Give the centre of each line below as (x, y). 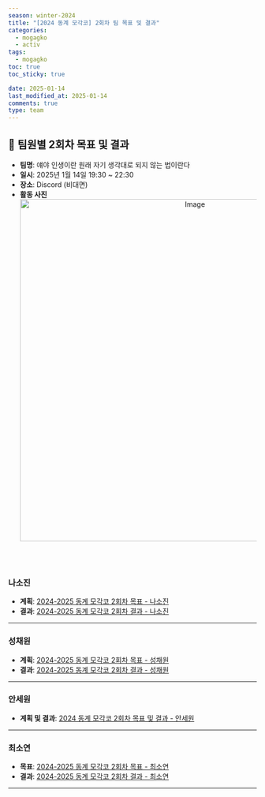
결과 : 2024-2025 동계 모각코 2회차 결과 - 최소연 (94, 776)
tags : (17, 52)
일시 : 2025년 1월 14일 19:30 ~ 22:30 (77, 174)
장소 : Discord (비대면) (54, 184)
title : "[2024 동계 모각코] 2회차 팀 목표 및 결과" (84, 23)
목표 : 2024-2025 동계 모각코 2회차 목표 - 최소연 (94, 767)
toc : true (24, 67)
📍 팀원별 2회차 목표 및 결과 (69, 144)
